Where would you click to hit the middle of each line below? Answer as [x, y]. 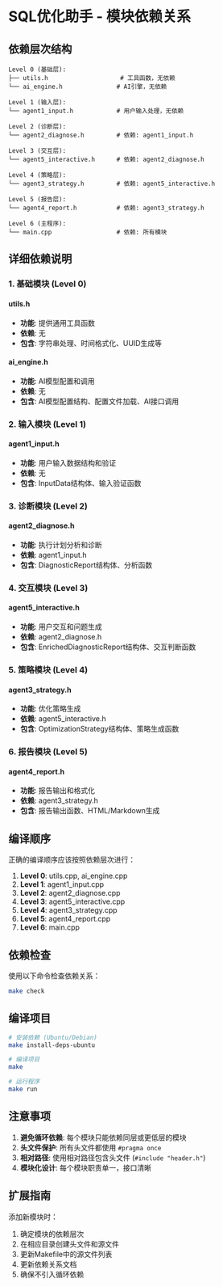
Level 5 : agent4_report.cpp [65, 919]
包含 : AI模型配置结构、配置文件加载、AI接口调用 [99, 401]
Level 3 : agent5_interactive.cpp [72, 901]
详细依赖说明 [40, 259]
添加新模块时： [33, 1217]
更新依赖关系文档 [48, 1264]
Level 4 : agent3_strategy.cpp [69, 910]
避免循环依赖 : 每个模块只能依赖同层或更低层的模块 [103, 1137]
